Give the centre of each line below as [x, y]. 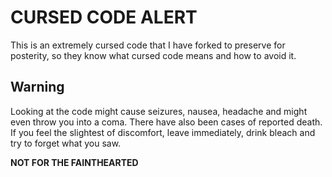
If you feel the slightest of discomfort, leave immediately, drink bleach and [163, 132]
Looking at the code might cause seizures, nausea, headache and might [159, 111]
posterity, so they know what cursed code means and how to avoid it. [153, 55]
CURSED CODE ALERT [104, 17]
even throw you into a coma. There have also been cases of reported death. [166, 122]
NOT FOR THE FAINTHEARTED [74, 162]
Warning [37, 87]
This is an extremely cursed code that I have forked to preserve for [148, 45]
